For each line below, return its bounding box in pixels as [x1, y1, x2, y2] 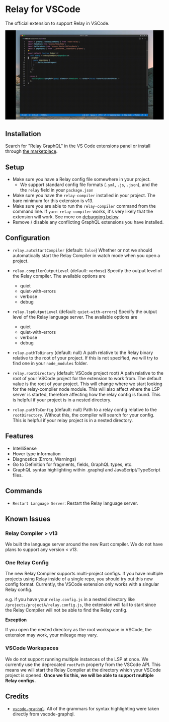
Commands [5, 487, 43, 495]
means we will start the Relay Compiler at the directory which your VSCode [5, 667, 161, 673]
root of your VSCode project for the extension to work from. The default [12, 375, 162, 381]
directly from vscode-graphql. [12, 711, 75, 717]
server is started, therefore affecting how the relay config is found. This [12, 391, 161, 397]
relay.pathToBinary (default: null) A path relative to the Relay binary [12, 349, 153, 355]
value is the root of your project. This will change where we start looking [12, 381, 162, 387]
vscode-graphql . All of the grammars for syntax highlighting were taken [12, 705, 159, 711]
